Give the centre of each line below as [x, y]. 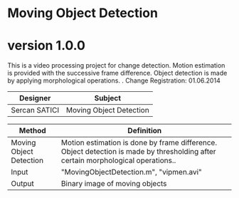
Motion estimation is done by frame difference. [139, 142]
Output [22, 184]
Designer [35, 98]
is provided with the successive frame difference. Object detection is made [117, 73]
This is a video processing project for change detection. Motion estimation [116, 66]
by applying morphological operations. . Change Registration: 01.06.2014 [114, 80]
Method [32, 131]
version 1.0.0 [46, 46]
